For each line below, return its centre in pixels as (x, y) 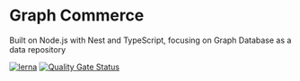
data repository (38, 49)
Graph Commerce (77, 16)
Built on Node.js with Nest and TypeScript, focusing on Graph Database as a (150, 40)
